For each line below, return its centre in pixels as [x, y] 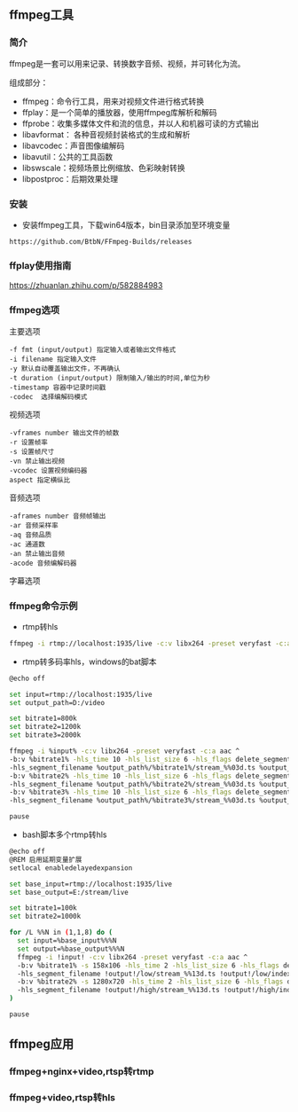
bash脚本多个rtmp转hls [64, 834]
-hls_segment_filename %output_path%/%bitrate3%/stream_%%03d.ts [132, 801]
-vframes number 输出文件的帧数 [64, 433]
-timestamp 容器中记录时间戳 [58, 388]
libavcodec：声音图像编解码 [73, 145]
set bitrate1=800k [43, 719]
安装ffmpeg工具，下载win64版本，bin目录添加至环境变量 [126, 224]
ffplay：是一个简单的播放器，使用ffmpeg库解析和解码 [119, 112]
